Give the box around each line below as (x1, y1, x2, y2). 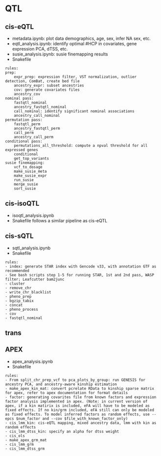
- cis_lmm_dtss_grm (5, 446, 45, 451)
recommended (5, 268, 29, 273)
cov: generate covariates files (14, 87, 80, 92)
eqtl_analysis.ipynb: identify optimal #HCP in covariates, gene (12, 41, 137, 47)
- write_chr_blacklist (5, 290, 51, 295)
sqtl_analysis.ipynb (12, 245, 51, 251)
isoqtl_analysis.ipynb (12, 212, 54, 218)
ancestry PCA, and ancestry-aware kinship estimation (5, 381, 117, 387)
